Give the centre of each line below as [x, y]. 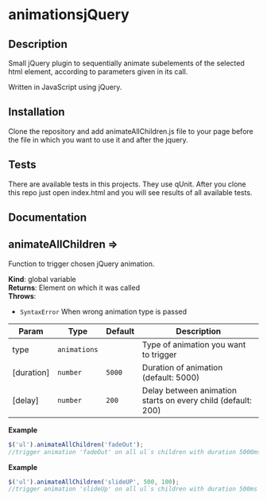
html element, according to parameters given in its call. [98, 72]
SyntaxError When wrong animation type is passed [103, 311]
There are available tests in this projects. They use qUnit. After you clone [127, 184]
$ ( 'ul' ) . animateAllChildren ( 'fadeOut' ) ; [76, 444]
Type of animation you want [194, 344]
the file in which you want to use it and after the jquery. [98, 139]
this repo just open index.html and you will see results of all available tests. [130, 192]
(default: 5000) [171, 378]
